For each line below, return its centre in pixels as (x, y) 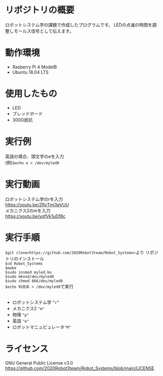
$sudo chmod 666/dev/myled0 (34, 281)
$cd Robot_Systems (24, 264)
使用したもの (31, 94)
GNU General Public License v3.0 (39, 363)
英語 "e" (21, 321)
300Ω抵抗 (22, 120)
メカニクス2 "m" (28, 308)
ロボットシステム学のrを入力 (34, 199)
